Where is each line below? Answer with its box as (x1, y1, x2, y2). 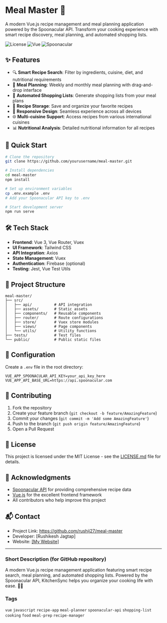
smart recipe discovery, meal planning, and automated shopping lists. (5, 31, 148, 37)
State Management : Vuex (12, 255, 66, 261)
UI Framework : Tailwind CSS (12, 244, 72, 251)
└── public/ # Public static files (5, 337, 101, 342)
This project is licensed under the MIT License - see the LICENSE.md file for (5, 453, 161, 459)
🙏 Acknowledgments (5, 473, 71, 482)
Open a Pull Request (12, 426, 55, 432)
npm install (5, 177, 30, 183)
